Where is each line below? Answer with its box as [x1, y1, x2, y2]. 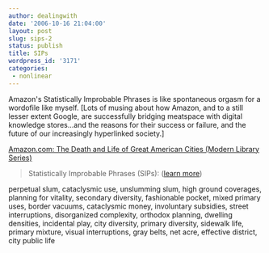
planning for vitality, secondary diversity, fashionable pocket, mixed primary [8, 192, 261, 202]
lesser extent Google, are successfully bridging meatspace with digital [8, 111, 243, 121]
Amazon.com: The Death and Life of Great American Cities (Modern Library [8, 144, 260, 154]
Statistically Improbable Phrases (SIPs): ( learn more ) [27, 168, 203, 178]
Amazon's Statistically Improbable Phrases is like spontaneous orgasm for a [8, 94, 261, 103]
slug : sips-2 [8, 34, 53, 43]
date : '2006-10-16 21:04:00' [8, 19, 107, 27]
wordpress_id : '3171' [8, 57, 82, 65]
